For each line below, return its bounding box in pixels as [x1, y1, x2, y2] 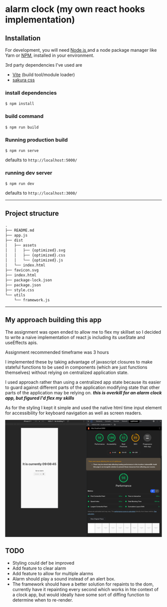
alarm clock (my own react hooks [5, 3, 145, 15]
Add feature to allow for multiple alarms [12, 570, 93, 576]
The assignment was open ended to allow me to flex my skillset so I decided [5, 329, 162, 335]
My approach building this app [5, 316, 102, 324]
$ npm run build [5, 124, 39, 130]
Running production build [5, 136, 68, 143]
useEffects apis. [5, 340, 38, 346]
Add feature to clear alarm [12, 565, 66, 571]
